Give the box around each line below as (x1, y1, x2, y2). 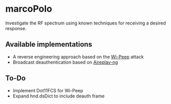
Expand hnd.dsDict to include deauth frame (12, 93, 105, 99)
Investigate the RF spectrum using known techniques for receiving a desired (5, 20, 166, 26)
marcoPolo (5, 3, 53, 15)
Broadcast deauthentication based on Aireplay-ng (12, 59, 118, 65)
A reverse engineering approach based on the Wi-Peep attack (12, 54, 144, 60)
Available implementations (5, 40, 92, 49)
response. (5, 25, 27, 31)
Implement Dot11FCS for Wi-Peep (12, 87, 83, 93)
